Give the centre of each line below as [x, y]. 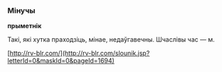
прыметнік [25, 26]
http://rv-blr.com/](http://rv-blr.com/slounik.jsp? [80, 53]
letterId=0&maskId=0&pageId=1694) [61, 61]
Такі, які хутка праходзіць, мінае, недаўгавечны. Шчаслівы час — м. [111, 40]
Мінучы [21, 11]
